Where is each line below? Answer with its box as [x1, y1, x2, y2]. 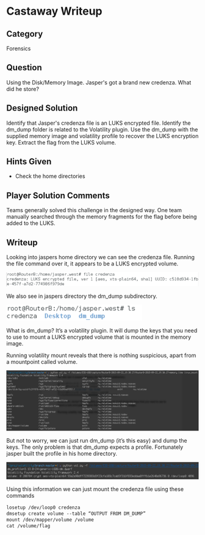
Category [6, 29, 43, 39]
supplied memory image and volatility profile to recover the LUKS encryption [6, 132, 199, 139]
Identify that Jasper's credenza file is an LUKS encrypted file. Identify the [6, 119, 191, 127]
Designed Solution [6, 103, 78, 114]
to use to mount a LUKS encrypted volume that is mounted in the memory [6, 333, 192, 341]
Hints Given [6, 157, 52, 167]
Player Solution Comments [6, 190, 110, 201]
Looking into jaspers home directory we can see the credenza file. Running [6, 254, 195, 261]
